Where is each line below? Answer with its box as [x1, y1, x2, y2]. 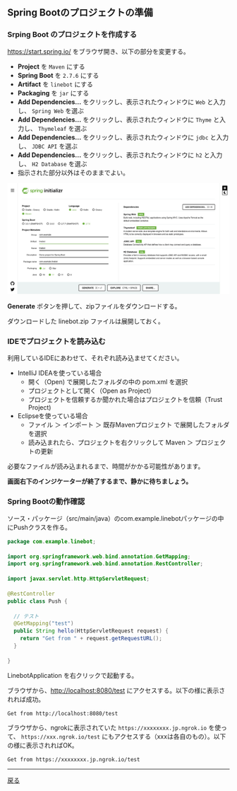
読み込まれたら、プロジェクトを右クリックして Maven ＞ [28, 438, 194, 447]
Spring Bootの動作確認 [7, 497, 85, 507]
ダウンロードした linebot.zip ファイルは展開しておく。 [7, 317, 164, 325]
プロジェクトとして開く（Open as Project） [28, 386, 155, 395]
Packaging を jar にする [17, 88, 90, 97]
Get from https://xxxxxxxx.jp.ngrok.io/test [7, 756, 140, 763]
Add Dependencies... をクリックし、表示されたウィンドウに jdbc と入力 [17, 133, 229, 142]
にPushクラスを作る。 [7, 523, 72, 531]
